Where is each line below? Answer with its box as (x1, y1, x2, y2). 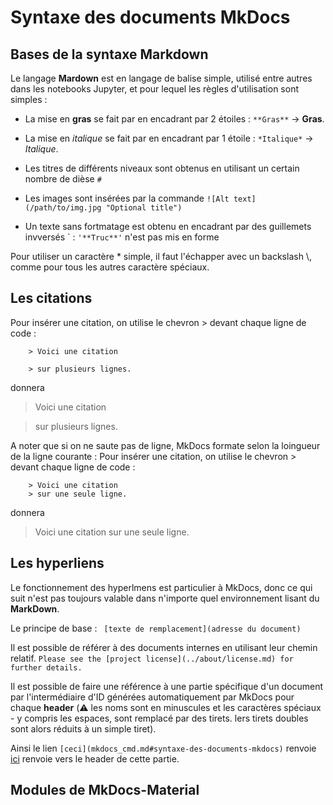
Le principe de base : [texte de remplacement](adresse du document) (10, 622, 302, 634)
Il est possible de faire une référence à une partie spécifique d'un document (10, 680, 324, 692)
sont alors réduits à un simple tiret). (10, 722, 157, 735)
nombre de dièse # (24, 173, 102, 185)
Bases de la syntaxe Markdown (10, 46, 209, 63)
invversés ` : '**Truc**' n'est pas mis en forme (24, 231, 220, 243)
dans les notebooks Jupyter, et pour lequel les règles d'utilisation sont (10, 83, 300, 95)
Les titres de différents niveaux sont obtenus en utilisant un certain (24, 162, 300, 174)
